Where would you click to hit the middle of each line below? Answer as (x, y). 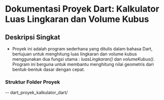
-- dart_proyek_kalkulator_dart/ (36, 93)
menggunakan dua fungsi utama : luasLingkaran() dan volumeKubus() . (83, 59)
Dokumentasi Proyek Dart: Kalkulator (82, 9)
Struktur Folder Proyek (33, 82)
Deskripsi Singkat (33, 37)
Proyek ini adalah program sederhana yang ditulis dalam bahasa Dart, (82, 49)
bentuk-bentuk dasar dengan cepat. (48, 69)
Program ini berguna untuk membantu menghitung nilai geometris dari (83, 64)
